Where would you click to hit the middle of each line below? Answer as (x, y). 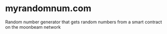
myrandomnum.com (48, 8)
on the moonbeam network (33, 27)
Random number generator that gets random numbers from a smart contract (83, 22)
